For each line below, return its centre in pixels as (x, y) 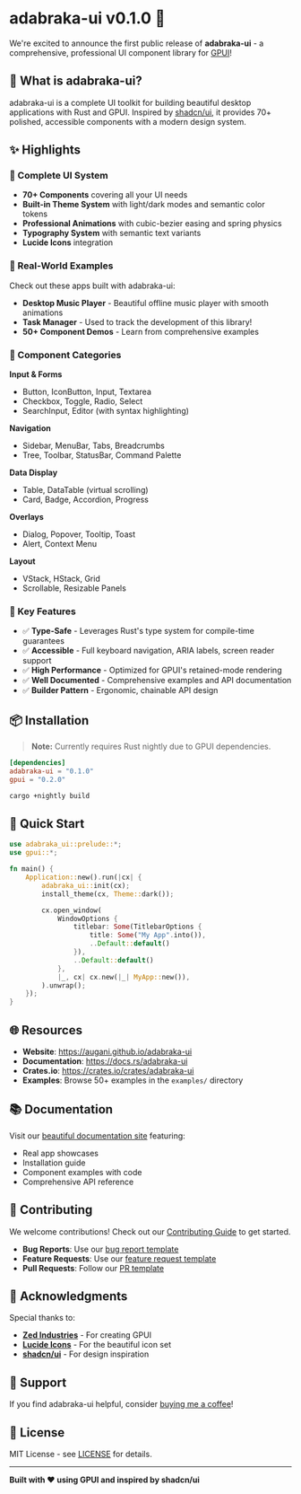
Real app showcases (60, 1153)
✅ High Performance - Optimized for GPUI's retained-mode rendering (152, 670)
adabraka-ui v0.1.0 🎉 (87, 18)
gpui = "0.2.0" (38, 779)
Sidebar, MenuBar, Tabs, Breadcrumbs (94, 446)
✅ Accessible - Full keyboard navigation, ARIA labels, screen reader (148, 651)
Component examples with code (82, 1172)
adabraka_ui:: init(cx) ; (86, 885)
